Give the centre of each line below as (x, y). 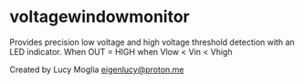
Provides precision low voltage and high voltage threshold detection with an (152, 42)
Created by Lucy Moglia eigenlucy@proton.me (97, 69)
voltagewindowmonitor (100, 17)
